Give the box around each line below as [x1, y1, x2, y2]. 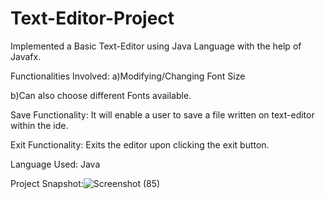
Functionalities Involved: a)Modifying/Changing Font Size [10, 70, 246, 82]
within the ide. [10, 119, 69, 131]
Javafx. [10, 50, 42, 62]
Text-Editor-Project [10, 7, 175, 30]
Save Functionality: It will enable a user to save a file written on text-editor [10, 108, 315, 121]
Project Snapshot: [10, 177, 84, 189]
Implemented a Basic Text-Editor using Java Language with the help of [10, 40, 302, 52]
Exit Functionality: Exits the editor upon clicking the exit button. [10, 138, 270, 151]
